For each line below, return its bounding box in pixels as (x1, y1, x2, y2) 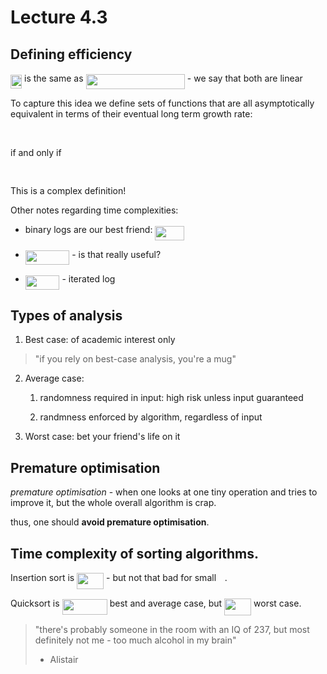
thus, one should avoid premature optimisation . (10, 516, 210, 528)
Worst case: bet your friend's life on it (24, 431, 181, 443)
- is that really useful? (71, 248, 162, 260)
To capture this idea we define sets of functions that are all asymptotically (10, 97, 315, 110)
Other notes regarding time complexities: (10, 204, 179, 216)
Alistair (49, 653, 79, 665)
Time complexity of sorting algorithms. (10, 545, 260, 562)
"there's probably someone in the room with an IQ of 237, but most (34, 623, 310, 635)
